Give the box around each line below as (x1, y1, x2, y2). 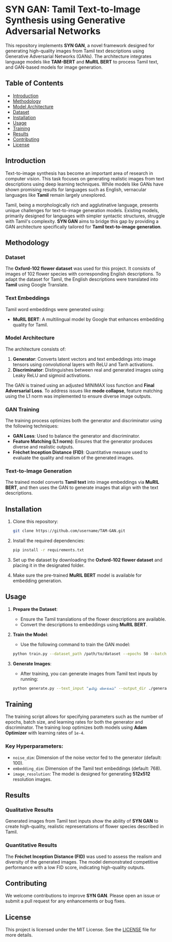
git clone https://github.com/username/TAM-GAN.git (12, 528, 125, 534)
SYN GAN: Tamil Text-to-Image (5, 4, 141, 15)
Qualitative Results (5, 806, 54, 813)
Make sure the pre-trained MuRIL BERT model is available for (12, 572, 142, 578)
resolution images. (12, 776, 52, 782)
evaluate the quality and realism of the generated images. (12, 455, 135, 461)
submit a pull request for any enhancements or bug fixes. (5, 898, 126, 904)
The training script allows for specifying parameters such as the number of (5, 713, 163, 720)
